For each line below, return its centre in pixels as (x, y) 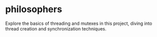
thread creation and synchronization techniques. (56, 28)
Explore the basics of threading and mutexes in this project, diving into (79, 23)
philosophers (34, 9)
